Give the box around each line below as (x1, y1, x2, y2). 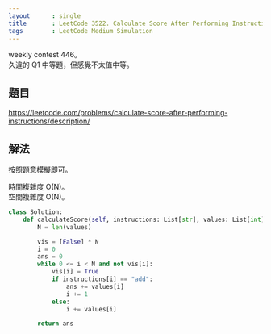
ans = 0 (37, 253, 63, 261)
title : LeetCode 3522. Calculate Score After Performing (8, 19, 229, 27)
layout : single (8, 11, 81, 20)
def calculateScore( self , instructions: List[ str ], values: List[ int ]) (23, 215, 269, 223)
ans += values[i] (65, 282, 125, 290)
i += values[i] (65, 305, 117, 313)
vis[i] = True (51, 268, 99, 276)
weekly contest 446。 (8, 50, 82, 60)
